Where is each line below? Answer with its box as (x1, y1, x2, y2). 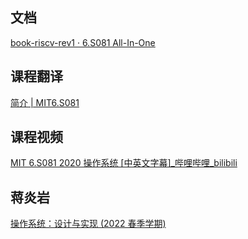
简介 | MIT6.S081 (10, 96, 80, 108)
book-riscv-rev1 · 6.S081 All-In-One (10, 36, 156, 48)
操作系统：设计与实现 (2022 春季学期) (10, 218, 167, 230)
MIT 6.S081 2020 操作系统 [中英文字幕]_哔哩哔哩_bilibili (10, 157, 238, 169)
